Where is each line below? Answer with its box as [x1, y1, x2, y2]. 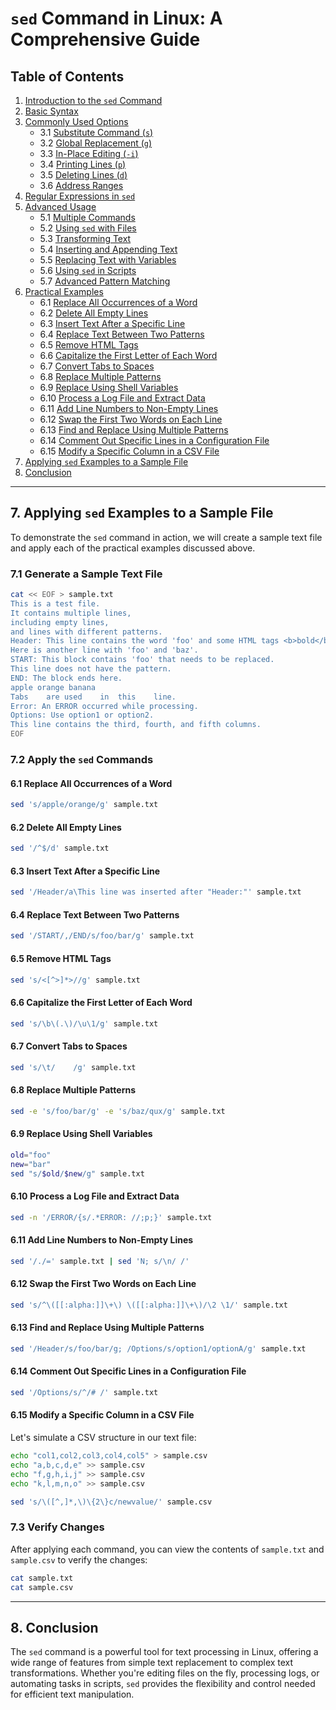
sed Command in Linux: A [10, 7, 223, 30]
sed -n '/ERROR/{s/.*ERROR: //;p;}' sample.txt [10, 1212, 213, 1222]
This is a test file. [10, 598, 101, 609]
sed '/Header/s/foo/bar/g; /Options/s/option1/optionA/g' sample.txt [10, 1343, 307, 1354]
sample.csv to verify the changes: [10, 1553, 148, 1566]
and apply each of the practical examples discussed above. [10, 542, 256, 554]
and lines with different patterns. [10, 627, 163, 637]
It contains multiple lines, [10, 608, 132, 618]
